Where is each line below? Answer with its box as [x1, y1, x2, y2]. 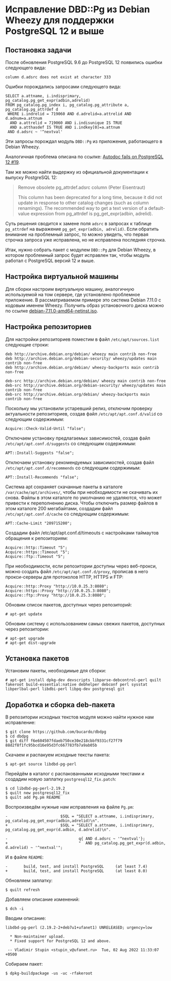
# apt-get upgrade [5, 636, 45, 641]
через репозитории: [5, 626, 50, 632]
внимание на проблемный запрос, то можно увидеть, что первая [5, 231, 148, 237]
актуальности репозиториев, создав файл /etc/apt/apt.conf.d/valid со [5, 410, 163, 417]
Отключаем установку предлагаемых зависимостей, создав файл [5, 435, 151, 441]
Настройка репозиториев [5, 322, 92, 331]
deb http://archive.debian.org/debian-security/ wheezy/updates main [5, 356, 157, 361]
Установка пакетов [5, 654, 70, 663]
